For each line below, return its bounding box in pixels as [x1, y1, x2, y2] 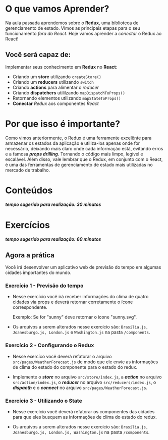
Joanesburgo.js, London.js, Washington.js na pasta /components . [12, 429, 150, 435]
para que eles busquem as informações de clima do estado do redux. [12, 414, 157, 420]
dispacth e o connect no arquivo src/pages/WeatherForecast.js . [12, 384, 148, 391]
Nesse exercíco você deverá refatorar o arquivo [12, 353, 112, 359]
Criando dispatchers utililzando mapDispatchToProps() [12, 89, 125, 96]
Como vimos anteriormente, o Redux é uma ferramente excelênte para [5, 135, 152, 141]
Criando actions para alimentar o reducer [12, 84, 99, 90]
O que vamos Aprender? [5, 3, 109, 15]
